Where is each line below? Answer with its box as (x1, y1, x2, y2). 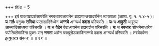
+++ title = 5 (5, 4, 30, 10)
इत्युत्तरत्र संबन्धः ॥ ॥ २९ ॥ (5, 35, 48, 41)
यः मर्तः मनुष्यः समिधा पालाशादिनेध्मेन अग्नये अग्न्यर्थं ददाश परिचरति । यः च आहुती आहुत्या (5, 19, 139, 25)
